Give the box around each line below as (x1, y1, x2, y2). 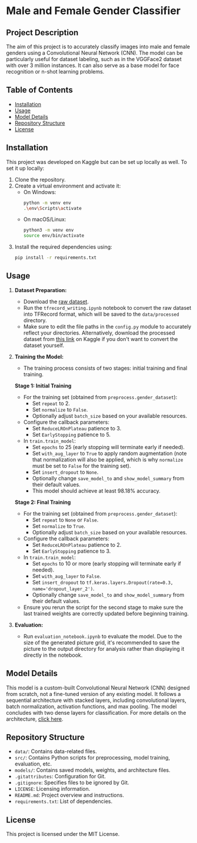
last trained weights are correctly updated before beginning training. (23, 610, 189, 617)
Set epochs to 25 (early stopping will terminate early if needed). (32, 443, 185, 450)
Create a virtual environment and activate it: (14, 182, 121, 189)
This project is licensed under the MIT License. (6, 831, 120, 838)
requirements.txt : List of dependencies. (14, 798, 113, 805)
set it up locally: (6, 165, 45, 172)
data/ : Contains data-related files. (14, 748, 97, 755)
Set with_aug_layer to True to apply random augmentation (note (32, 450, 187, 457)
